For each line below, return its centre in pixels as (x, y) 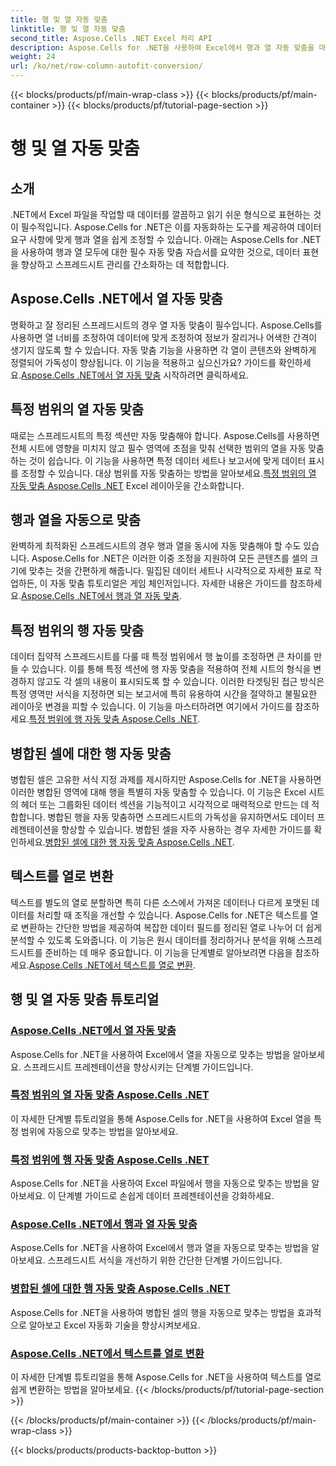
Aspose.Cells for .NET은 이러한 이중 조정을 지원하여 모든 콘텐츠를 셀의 (169, 558)
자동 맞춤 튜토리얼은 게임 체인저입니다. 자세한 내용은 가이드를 (168, 583)
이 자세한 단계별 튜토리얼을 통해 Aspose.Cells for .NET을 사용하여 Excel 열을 (161, 1118)
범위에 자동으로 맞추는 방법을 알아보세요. (99, 1131)
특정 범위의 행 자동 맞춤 (77, 630)
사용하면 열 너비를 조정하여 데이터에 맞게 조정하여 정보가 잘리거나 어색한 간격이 (164, 337)
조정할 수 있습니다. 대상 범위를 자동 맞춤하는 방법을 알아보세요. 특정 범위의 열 (168, 473)
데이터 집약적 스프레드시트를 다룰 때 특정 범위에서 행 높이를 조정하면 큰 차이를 (161, 657)
